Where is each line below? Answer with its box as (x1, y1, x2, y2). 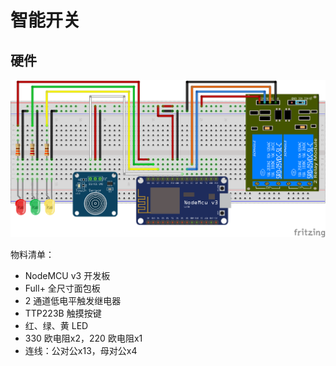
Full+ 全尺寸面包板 (24, 282, 101, 294)
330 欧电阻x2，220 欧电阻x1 (24, 332, 143, 344)
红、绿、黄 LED (24, 319, 89, 331)
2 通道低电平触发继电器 (24, 294, 122, 306)
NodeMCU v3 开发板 (24, 269, 111, 281)
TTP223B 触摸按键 (24, 307, 102, 319)
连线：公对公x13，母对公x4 (24, 344, 138, 356)
